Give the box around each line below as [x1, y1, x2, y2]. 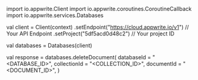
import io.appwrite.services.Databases [6, 12, 104, 19]
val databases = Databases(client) [6, 42, 93, 49]
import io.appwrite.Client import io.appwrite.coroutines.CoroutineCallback [6, 5, 192, 12]
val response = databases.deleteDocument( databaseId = [6, 54, 152, 60]
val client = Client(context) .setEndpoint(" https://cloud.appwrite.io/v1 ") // [6, 24, 189, 31]
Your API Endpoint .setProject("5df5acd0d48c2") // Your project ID [6, 30, 175, 37]
